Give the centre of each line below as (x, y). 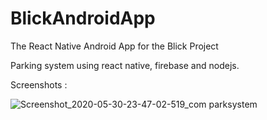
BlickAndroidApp (83, 18)
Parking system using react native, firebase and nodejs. (125, 65)
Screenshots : (39, 84)
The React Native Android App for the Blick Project (114, 46)
